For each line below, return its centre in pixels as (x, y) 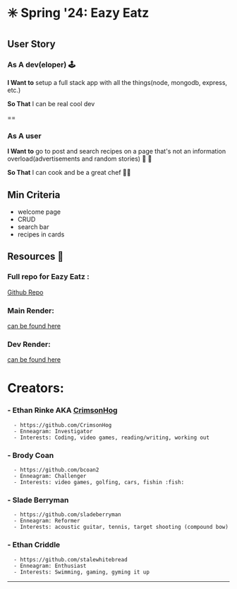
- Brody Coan (31, 455)
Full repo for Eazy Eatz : (48, 277)
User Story (31, 44)
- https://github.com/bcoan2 (56, 470)
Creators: (36, 388)
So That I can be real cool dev (51, 103)
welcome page (39, 212)
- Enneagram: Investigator (53, 431)
